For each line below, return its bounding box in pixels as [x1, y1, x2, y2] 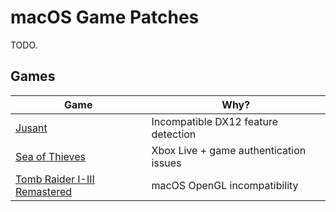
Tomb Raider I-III [15, 172, 95, 186]
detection [151, 127, 197, 141]
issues [151, 156, 182, 170]
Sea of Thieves [15, 149, 86, 163]
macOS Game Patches [10, 6, 200, 29]
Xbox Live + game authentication [151, 143, 307, 157]
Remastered [15, 184, 73, 198]
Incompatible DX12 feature [151, 114, 278, 128]
